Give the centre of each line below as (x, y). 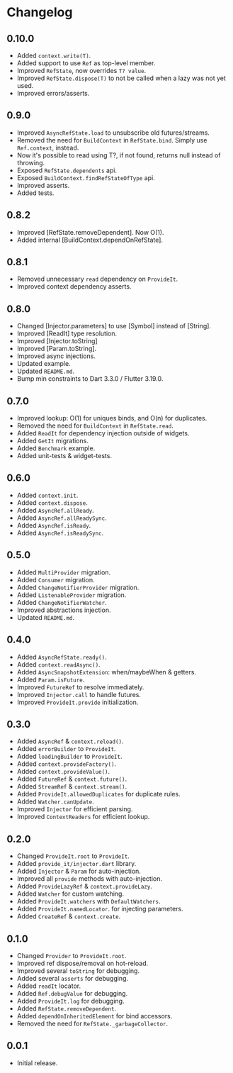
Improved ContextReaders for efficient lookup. (83, 817)
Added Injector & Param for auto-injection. (79, 871)
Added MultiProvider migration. (64, 572)
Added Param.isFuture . (51, 679)
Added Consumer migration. (56, 579)
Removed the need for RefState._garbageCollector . (92, 1023)
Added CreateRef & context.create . (69, 916)
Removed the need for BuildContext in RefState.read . (95, 426)
